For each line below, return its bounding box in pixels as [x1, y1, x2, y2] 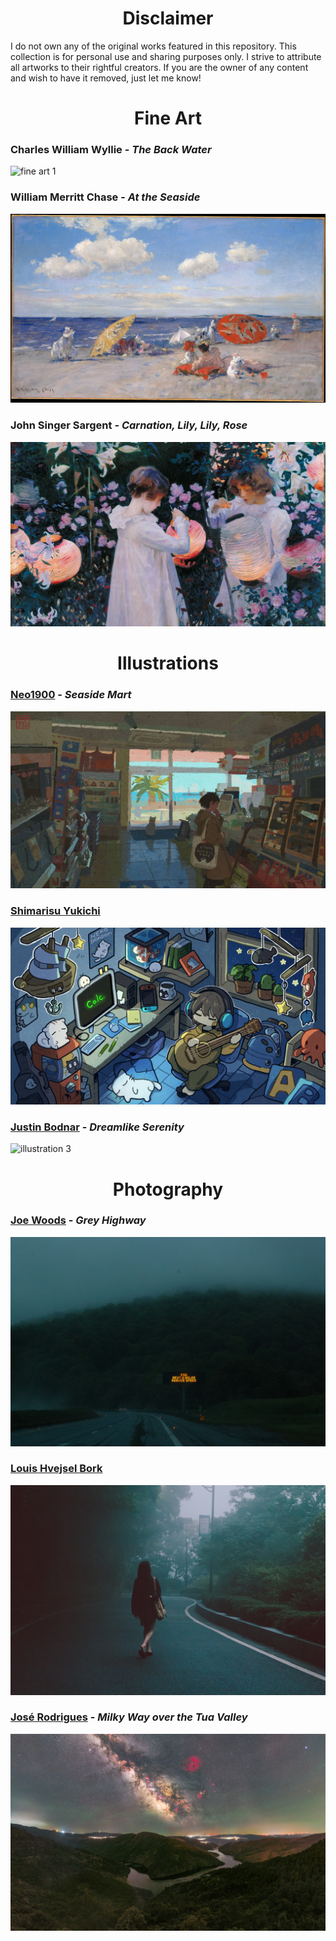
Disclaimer [122, 7, 214, 30]
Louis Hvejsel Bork [10, 1462, 103, 1476]
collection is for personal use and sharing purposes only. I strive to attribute [10, 50, 322, 62]
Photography [112, 1178, 224, 1201]
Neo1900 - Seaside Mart [10, 688, 132, 702]
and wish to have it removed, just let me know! [10, 72, 202, 84]
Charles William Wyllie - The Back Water [10, 143, 212, 157]
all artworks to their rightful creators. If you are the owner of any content [10, 61, 309, 73]
